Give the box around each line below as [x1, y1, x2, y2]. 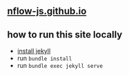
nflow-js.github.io [7, 5, 87, 17]
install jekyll [17, 47, 51, 55]
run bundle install [17, 54, 72, 62]
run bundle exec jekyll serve [17, 62, 103, 70]
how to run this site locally [7, 29, 123, 40]
